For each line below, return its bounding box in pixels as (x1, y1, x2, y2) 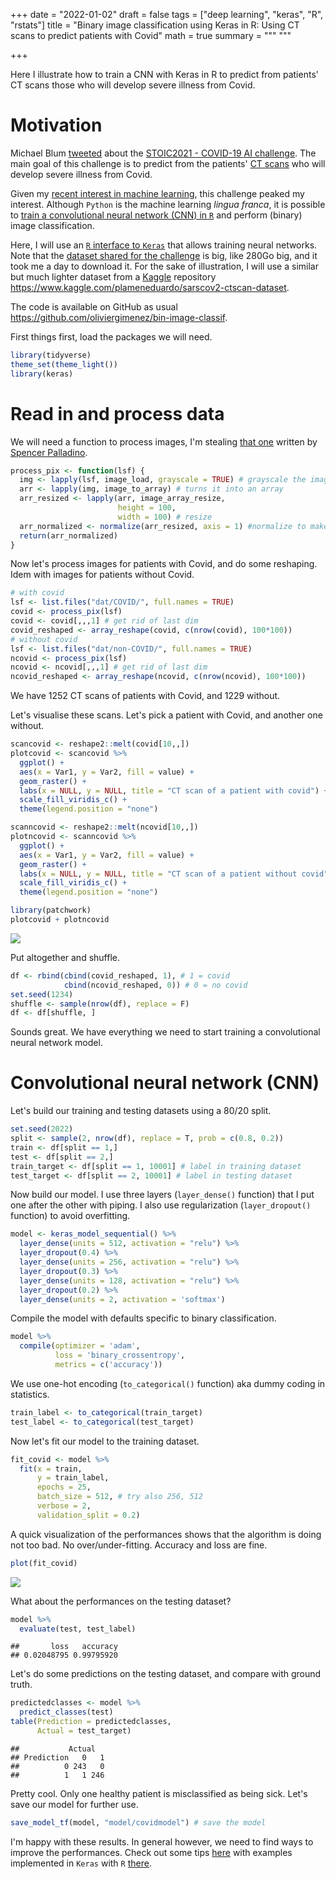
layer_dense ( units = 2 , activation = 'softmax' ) (19, 1294, 226, 1304)
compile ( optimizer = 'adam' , (19, 1341, 141, 1351)
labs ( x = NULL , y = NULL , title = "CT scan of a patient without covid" (19, 869, 329, 879)
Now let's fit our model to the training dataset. (10, 1435, 200, 1447)
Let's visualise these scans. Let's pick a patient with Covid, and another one (10, 709, 323, 721)
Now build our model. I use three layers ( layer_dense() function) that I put (10, 1189, 315, 1201)
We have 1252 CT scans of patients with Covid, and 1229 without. (10, 690, 281, 702)
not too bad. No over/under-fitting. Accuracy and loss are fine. (10, 1539, 268, 1551)
